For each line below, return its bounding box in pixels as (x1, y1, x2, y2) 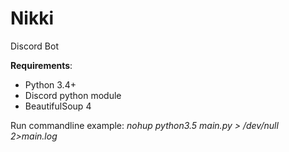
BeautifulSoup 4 (24, 100, 92, 112)
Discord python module (24, 89, 122, 101)
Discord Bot (10, 40, 59, 52)
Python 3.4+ (24, 78, 77, 91)
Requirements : (10, 59, 73, 71)
